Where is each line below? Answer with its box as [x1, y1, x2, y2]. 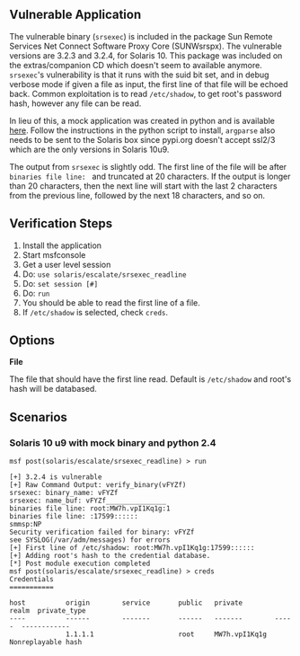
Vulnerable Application [9, 7, 142, 22]
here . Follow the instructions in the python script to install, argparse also [9, 125, 276, 136]
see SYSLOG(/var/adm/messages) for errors [9, 536, 171, 545]
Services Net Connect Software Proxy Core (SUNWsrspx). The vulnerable [9, 40, 283, 51]
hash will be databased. [9, 384, 97, 394]
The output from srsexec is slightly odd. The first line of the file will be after [9, 161, 287, 172]
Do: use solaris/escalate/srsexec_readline [22, 269, 187, 279]
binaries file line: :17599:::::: [9, 512, 139, 521]
